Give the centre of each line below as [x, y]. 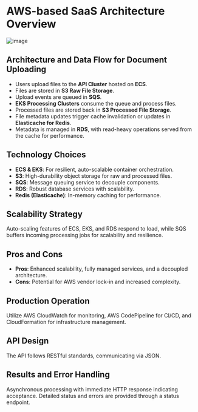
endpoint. [18, 402]
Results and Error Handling [58, 375]
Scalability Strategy [45, 214]
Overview [31, 24]
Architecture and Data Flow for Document [87, 60]
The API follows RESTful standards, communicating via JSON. [84, 356]
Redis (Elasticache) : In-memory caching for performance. [88, 195]
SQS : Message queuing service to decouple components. [87, 182]
